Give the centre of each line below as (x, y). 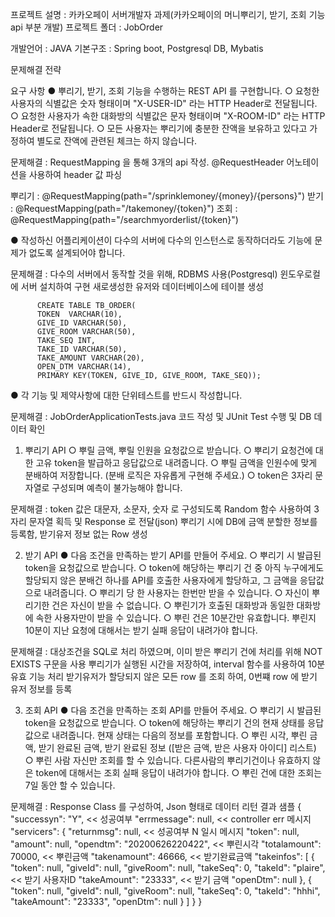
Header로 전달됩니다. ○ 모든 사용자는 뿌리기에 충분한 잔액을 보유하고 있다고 (159, 128)
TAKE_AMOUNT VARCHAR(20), (90, 358)
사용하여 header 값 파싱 (75, 174)
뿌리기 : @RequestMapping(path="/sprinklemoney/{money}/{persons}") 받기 (167, 196)
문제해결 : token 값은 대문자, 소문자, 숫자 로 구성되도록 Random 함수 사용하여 (161, 509)
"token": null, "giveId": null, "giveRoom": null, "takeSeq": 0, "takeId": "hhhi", (165, 891)
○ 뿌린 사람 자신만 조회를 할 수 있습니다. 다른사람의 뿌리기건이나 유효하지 (167, 760)
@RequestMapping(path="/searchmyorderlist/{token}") (124, 219)
